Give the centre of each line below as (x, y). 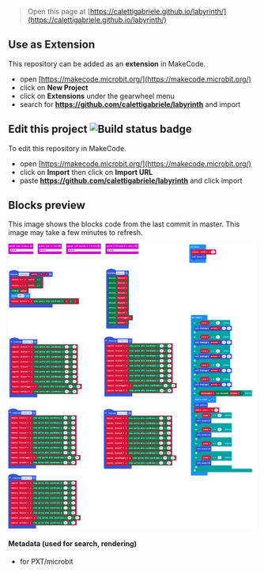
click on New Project (54, 87)
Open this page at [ (59, 11)
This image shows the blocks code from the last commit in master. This (124, 224)
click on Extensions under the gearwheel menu (97, 96)
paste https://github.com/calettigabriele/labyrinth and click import (131, 180)
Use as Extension (52, 45)
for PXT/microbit (46, 561)
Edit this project (48, 129)
